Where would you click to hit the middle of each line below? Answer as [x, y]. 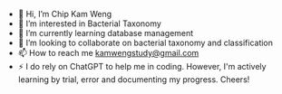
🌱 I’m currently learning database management [106, 33]
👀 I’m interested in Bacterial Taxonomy [89, 23]
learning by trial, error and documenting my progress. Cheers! [134, 80]
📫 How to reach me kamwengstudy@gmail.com [108, 53]
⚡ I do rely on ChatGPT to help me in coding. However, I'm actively [142, 66]
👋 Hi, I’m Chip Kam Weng [64, 14]
